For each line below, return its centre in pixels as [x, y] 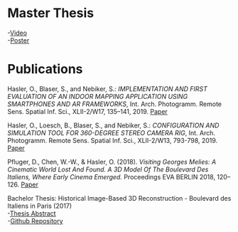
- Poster [18, 40]
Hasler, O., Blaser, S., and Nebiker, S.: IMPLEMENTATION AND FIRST [108, 89]
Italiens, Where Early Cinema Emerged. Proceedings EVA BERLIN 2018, [111, 176]
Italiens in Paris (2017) [40, 206]
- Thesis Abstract [32, 213]
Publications [45, 69]
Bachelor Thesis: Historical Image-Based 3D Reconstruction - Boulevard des [119, 198]
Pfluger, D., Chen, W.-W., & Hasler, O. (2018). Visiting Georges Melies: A [112, 162]
